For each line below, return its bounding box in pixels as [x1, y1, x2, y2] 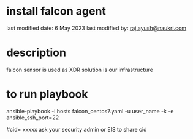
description [6, 46, 66, 60]
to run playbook [6, 87, 88, 101]
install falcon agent [6, 4, 106, 18]
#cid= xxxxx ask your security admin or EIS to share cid [6, 126, 147, 133]
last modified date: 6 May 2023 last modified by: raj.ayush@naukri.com [6, 24, 187, 32]
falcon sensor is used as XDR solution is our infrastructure [6, 66, 153, 73]
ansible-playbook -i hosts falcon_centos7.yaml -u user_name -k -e [6, 107, 174, 115]
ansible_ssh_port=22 [6, 114, 59, 121]
